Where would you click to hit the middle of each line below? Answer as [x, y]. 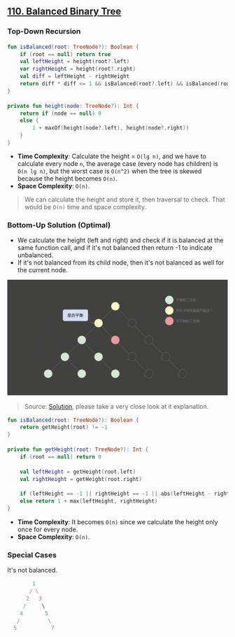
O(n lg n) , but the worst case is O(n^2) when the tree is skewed [109, 171]
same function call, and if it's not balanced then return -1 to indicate [115, 248]
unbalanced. [35, 255]
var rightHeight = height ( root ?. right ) [78, 69]
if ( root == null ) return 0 [60, 457]
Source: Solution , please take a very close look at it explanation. [116, 406]
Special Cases [32, 554]
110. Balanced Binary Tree [64, 12]
